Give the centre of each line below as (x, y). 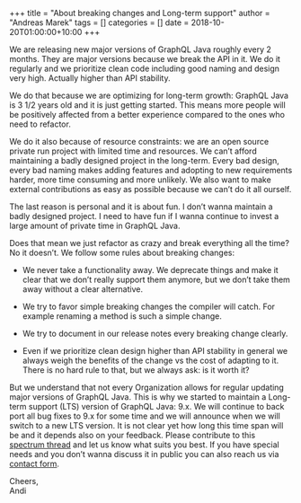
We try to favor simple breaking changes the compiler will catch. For (149, 306)
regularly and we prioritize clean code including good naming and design (145, 68)
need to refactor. (40, 124)
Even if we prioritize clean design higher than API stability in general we (155, 351)
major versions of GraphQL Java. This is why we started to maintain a (138, 397)
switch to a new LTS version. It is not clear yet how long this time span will (146, 425)
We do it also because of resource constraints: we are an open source (139, 141)
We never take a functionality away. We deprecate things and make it (150, 270)
